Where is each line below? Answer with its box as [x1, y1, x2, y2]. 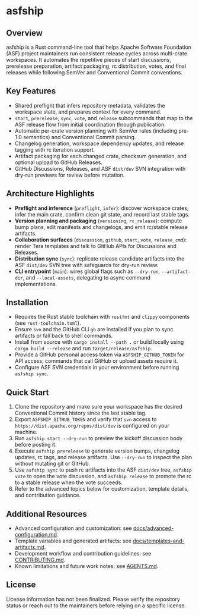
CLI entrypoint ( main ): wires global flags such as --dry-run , [14, 268, 161, 275]
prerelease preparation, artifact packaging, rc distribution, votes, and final [6, 62, 187, 70]
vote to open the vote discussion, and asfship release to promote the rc [14, 473, 192, 480]
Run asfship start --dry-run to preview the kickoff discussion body [14, 435, 183, 442]
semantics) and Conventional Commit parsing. [23, 133, 136, 140]
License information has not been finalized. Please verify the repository [6, 595, 181, 603]
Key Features [6, 86, 56, 96]
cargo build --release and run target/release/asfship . [14, 345, 153, 352]
